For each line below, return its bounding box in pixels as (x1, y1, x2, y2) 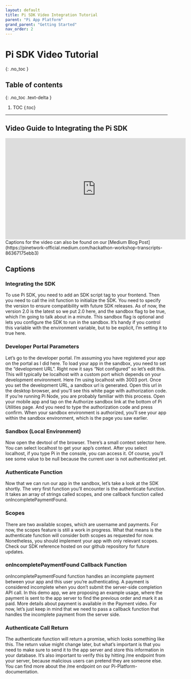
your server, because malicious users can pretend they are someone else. (5, 658, 162, 664)
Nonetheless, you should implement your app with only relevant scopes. (5, 538, 159, 544)
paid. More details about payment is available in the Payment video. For (5, 600, 157, 606)
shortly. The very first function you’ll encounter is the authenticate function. (5, 486, 166, 492)
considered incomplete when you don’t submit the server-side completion (5, 584, 162, 590)
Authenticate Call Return (5, 624, 68, 631)
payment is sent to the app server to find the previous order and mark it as (5, 595, 163, 601)
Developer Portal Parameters (5, 343, 79, 350)
